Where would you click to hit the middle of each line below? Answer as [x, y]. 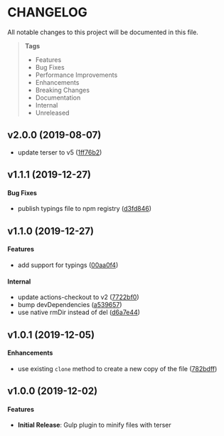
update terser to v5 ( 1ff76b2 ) [60, 152]
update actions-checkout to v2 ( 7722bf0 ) [79, 297]
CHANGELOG [47, 12]
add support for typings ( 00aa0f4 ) [68, 265]
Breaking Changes [63, 90]
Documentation [58, 98]
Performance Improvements [76, 75]
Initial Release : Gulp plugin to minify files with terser [95, 425]
